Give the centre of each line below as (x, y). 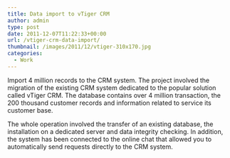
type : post (23, 27)
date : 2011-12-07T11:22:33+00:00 (57, 34)
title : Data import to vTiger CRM (59, 14)
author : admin (28, 21)
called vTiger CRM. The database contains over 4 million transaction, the (114, 95)
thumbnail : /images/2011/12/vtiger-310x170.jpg (79, 47)
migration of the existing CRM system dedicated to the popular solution (112, 88)
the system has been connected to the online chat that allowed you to (110, 139)
